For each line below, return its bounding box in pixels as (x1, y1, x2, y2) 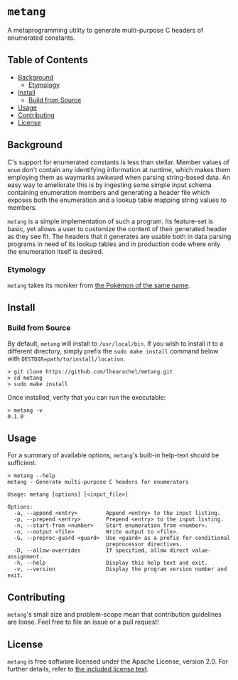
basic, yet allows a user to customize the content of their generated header (7, 224, 227, 233)
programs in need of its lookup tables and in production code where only (7, 240, 221, 248)
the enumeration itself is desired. (7, 247, 104, 255)
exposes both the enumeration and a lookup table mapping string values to (7, 196, 227, 204)
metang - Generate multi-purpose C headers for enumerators (7, 479, 190, 486)
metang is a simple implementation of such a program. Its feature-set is (7, 217, 214, 225)
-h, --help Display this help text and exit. (13, 560, 208, 567)
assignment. (7, 553, 43, 561)
